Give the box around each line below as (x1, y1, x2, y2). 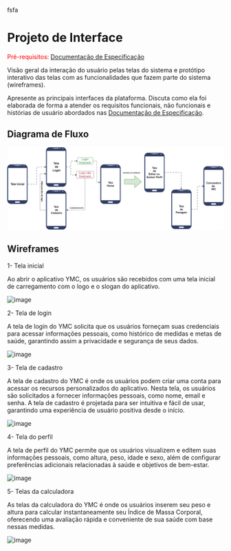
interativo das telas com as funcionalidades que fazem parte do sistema (7, 73, 211, 81)
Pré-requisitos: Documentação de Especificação (7, 52, 144, 61)
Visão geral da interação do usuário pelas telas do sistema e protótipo (7, 65, 205, 74)
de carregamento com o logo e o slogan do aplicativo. (7, 282, 160, 290)
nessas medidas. (7, 522, 55, 530)
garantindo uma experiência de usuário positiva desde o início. (7, 406, 185, 414)
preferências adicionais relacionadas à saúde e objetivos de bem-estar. (7, 460, 210, 468)
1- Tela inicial (7, 261, 45, 270)
